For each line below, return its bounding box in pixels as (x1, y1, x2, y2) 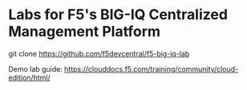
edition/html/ (8, 72, 51, 82)
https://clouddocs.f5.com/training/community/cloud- (63, 64, 239, 73)
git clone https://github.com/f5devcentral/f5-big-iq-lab (8, 49, 190, 58)
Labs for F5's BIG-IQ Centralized (8, 6, 229, 24)
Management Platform (8, 22, 161, 41)
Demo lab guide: (8, 64, 63, 73)
